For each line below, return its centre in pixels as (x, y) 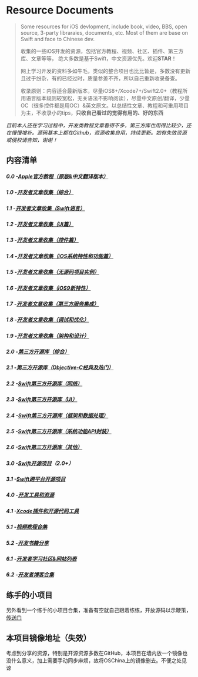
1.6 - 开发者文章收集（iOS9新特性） (48, 288)
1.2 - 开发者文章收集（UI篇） (40, 224)
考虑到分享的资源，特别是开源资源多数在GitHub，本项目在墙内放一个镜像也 (97, 653)
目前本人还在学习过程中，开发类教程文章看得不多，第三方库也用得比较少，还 (99, 125)
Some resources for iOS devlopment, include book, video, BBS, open (104, 26)
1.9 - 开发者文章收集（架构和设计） (48, 336)
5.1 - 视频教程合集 (27, 527)
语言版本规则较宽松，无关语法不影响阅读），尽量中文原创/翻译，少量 (108, 98)
